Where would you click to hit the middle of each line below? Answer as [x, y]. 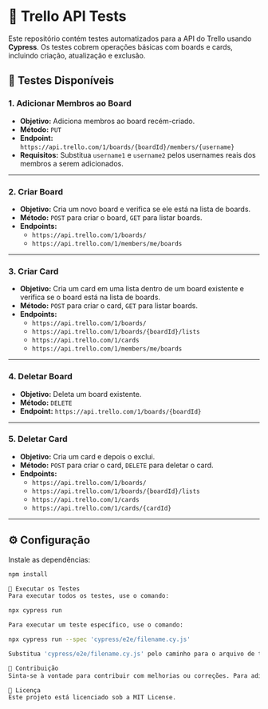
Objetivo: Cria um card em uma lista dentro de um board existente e [132, 289]
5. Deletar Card [38, 439]
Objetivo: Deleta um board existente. [81, 394]
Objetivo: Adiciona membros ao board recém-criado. [107, 121]
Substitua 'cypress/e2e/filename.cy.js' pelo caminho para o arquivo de [132, 654]
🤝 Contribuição [33, 668]
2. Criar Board [36, 191]
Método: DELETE [46, 403]
